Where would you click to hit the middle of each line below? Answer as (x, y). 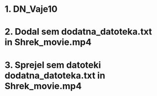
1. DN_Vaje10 (31, 9)
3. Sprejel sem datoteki (53, 65)
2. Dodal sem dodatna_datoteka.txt (78, 32)
